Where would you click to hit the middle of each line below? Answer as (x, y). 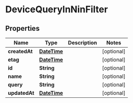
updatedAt (21, 93)
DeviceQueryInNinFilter (57, 9)
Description (83, 43)
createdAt (20, 51)
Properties (23, 28)
